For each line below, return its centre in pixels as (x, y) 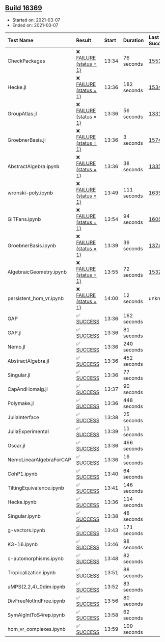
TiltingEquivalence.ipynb (36, 488)
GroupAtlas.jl (22, 113)
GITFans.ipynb (24, 219)
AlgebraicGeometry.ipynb (37, 272)
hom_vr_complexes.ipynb (37, 629)
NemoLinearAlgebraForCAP (40, 459)
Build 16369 (24, 8)
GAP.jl (14, 332)
